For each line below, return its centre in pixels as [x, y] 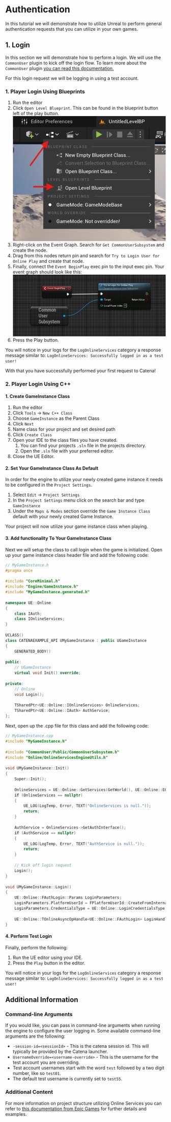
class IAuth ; [28, 614]
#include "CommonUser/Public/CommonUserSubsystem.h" [62, 752]
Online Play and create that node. [48, 261]
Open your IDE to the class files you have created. [65, 440]
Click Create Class [32, 435]
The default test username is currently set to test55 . [67, 1079]
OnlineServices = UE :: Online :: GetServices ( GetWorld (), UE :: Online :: [89, 790]
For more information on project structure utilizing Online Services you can [83, 1103]
